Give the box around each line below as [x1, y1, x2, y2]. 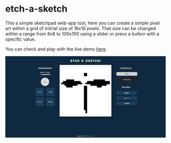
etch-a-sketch [5, 3, 68, 15]
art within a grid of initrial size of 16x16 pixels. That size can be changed [5, 25, 156, 31]
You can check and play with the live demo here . [5, 46, 107, 52]
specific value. [5, 36, 36, 42]
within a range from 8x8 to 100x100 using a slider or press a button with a [5, 31, 159, 37]
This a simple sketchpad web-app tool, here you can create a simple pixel [5, 20, 160, 26]
